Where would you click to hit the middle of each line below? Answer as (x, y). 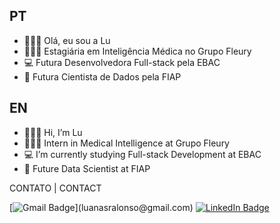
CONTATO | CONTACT (55, 188)
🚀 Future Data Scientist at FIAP (87, 168)
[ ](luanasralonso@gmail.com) (101, 207)
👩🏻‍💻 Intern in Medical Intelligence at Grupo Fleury (126, 143)
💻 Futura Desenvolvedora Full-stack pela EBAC (122, 62)
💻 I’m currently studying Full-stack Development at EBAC (142, 154)
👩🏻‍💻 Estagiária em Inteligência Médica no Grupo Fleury (137, 51)
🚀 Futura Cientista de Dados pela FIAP (102, 76)
